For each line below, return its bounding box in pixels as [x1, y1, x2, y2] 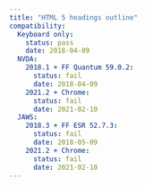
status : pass [25, 38, 74, 47]
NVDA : [17, 55, 39, 63]
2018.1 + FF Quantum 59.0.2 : [25, 63, 134, 72]
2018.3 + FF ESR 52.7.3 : [25, 122, 118, 131]
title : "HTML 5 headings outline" [9, 13, 139, 22]
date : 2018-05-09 [32, 138, 99, 147]
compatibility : [9, 21, 66, 30]
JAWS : [17, 113, 39, 122]
